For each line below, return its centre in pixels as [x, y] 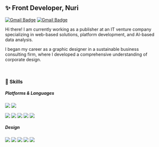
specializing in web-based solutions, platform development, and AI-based [80, 34]
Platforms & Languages [30, 93]
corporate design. [23, 59]
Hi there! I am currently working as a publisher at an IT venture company [78, 29]
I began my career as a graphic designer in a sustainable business [72, 49]
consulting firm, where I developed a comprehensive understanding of [76, 54]
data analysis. [19, 40]
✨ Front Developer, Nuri [42, 8]
